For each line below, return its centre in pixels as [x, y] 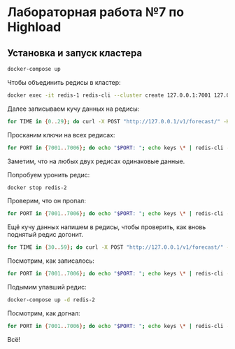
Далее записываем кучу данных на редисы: [73, 109]
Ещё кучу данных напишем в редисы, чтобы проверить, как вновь [107, 227]
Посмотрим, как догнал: [44, 313]
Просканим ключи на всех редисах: [61, 135]
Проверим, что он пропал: [47, 201]
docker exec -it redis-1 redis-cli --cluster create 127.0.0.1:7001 [109, 95]
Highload [34, 27]
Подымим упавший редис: [47, 287]
